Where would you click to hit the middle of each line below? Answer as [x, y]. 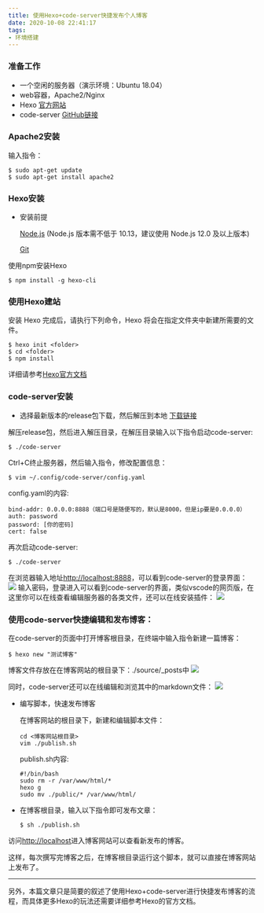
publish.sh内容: [44, 759]
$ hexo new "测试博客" [43, 655]
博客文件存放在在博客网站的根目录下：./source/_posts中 [99, 670]
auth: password [33, 516]
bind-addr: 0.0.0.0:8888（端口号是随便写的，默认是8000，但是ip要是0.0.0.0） [127, 509]
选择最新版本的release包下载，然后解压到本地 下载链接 [108, 415]
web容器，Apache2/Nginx [62, 94]
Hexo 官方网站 [43, 105]
